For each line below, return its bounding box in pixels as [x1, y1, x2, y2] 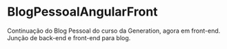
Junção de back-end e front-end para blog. [7, 33, 131, 42]
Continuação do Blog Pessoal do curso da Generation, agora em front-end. [7, 27, 221, 35]
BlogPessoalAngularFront [7, 4, 158, 20]
